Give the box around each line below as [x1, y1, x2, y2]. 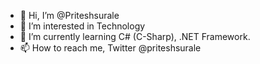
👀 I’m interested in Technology [19, 20, 146, 32]
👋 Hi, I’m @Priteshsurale [19, 10, 120, 21]
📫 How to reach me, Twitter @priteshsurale [19, 42, 202, 54]
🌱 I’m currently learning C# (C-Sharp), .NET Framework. [19, 31, 251, 42]
